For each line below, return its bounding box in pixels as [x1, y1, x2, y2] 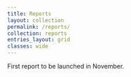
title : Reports [7, 10, 52, 17]
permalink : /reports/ [7, 23, 71, 30]
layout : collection [7, 17, 64, 24]
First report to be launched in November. [7, 62, 125, 70]
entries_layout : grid [7, 36, 71, 43]
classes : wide [7, 43, 49, 50]
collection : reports [7, 29, 68, 37]
